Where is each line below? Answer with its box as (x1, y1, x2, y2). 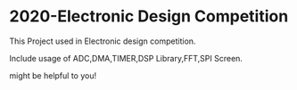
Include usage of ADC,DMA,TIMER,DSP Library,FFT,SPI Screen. (9, 53, 243, 63)
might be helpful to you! (9, 70, 96, 81)
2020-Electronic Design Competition (9, 6, 289, 27)
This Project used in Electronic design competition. (9, 36, 196, 46)
